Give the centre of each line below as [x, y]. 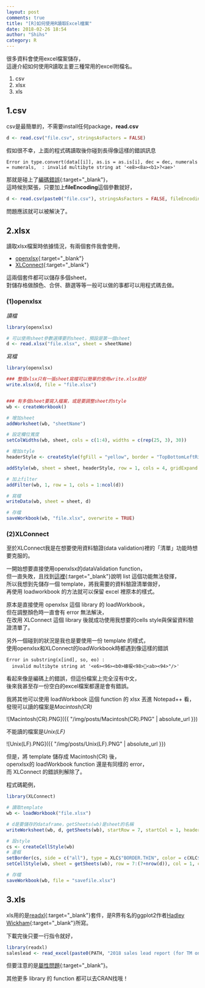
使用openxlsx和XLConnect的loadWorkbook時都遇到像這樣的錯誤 [88, 648]
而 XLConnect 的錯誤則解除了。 [46, 772]
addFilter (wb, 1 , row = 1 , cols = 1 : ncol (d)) [65, 485]
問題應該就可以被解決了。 [38, 211]
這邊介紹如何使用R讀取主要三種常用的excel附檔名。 [71, 66]
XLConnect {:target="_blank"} [52, 265]
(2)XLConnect [28, 534]
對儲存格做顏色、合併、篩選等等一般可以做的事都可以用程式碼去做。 [92, 285]
